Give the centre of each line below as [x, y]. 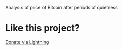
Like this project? [43, 28]
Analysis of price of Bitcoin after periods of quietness [61, 7]
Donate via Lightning [27, 42]
